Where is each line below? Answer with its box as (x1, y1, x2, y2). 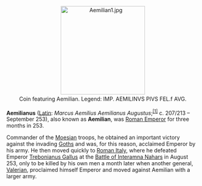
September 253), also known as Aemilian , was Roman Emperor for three (6, 115, 190, 123)
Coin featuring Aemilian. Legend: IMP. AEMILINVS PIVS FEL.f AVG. (19, 95, 187, 102)
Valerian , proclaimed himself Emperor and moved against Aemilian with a (6, 166, 190, 174)
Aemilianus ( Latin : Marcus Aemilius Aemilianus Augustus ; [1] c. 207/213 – (6, 108, 190, 116)
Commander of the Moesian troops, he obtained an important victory (6, 134, 181, 141)
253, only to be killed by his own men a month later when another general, (6, 160, 193, 167)
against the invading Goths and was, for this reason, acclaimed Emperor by (6, 140, 196, 148)
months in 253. (6, 122, 44, 129)
